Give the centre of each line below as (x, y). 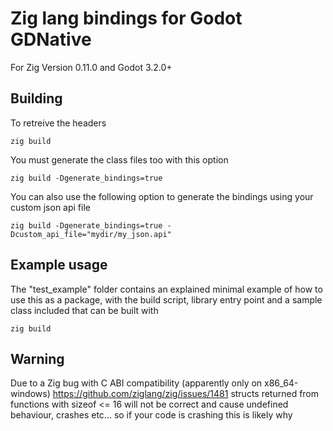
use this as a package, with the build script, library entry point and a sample (166, 299)
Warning (37, 358)
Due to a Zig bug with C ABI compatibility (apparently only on (136, 383)
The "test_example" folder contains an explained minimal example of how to (166, 289)
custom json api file (50, 207)
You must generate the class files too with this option (119, 159)
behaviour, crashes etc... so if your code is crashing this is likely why (151, 415)
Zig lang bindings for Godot (126, 18)
